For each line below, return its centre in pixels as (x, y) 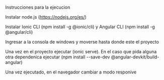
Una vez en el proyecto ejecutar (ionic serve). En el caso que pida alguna (81, 52)
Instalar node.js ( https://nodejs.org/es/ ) (46, 17)
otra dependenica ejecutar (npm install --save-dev (58, 57)
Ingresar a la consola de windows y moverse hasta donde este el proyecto (82, 42)
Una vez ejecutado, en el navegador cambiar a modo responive (71, 72)
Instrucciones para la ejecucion (38, 7)
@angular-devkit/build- (135, 57)
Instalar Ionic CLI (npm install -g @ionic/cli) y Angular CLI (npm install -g (80, 27)
